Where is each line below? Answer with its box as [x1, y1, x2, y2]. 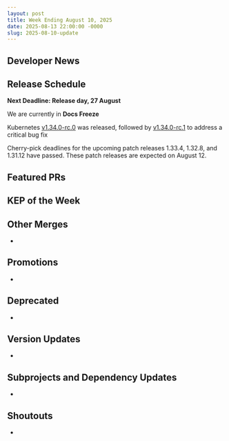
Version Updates [7, 333, 81, 345]
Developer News [7, 55, 80, 66]
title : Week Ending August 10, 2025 [7, 17, 112, 23]
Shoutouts [7, 410, 53, 422]
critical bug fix [7, 130, 48, 139]
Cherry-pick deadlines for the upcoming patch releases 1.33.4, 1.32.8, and [7, 144, 217, 153]
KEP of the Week [7, 195, 81, 207]
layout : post [7, 10, 45, 17]
